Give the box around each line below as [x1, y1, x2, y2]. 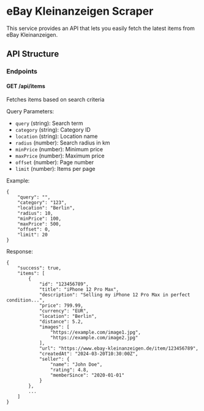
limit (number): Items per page [15, 165, 96, 173]
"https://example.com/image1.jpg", [50, 330, 141, 336]
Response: [6, 248, 34, 255]
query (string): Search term [15, 119, 84, 127]
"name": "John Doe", [50, 361, 103, 368]
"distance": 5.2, [39, 319, 84, 325]
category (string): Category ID [15, 126, 91, 134]
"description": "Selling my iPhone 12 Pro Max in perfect [39, 292, 191, 298]
